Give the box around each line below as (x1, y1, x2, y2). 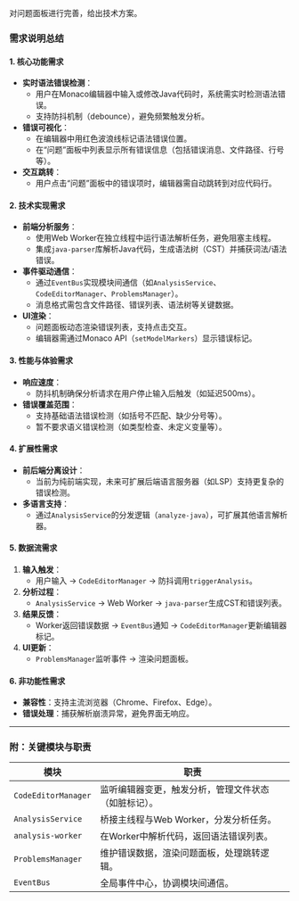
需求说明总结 (9, 32, 65, 45)
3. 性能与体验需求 (9, 355, 74, 366)
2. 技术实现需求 (9, 200, 66, 211)
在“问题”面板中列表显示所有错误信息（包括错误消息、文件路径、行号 (35, 145, 285, 155)
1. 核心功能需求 (9, 56, 64, 67)
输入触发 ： (21, 564, 62, 574)
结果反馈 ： (21, 608, 62, 619)
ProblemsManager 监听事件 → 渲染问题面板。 (35, 653, 194, 664)
